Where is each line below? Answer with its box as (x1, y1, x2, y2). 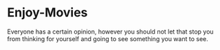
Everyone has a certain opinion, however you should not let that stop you (7, 27, 214, 36)
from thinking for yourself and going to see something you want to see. (7, 34, 208, 42)
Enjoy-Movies (7, 5, 88, 21)
